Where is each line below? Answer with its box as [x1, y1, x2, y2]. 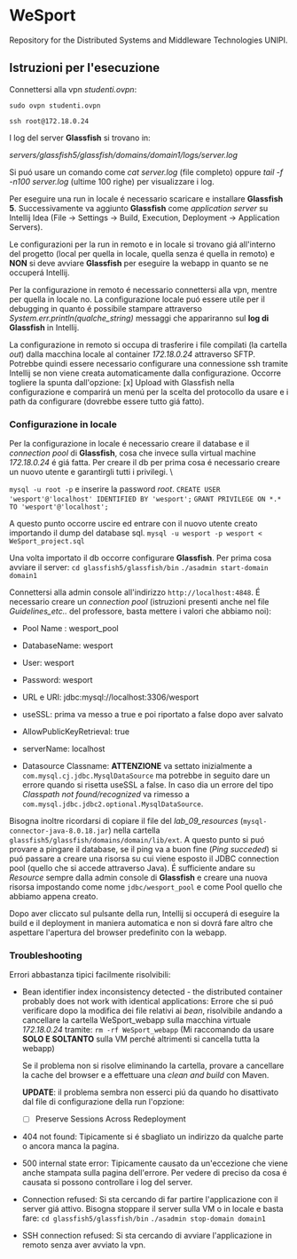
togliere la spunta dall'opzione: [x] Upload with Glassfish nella [9, 376, 235, 387]
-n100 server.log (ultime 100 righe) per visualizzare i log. [9, 176, 215, 186]
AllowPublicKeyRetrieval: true [21, 726, 130, 737]
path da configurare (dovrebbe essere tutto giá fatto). [9, 396, 205, 407]
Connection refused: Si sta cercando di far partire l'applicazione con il [21, 1194, 278, 1205]
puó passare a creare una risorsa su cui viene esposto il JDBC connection [9, 853, 279, 864]
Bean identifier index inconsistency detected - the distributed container [21, 986, 283, 997]
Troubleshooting [9, 949, 82, 962]
